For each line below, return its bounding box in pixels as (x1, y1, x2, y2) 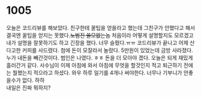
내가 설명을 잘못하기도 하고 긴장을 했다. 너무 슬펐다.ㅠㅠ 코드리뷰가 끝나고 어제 (6, 39, 189, 46)
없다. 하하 (22, 76, 45, 84)
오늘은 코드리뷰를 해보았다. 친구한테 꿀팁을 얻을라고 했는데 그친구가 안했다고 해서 (6, 24, 196, 31)
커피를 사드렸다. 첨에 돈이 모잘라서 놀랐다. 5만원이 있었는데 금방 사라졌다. (22, 46, 193, 54)
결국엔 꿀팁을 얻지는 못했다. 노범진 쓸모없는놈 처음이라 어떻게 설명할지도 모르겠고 (6, 31, 194, 39)
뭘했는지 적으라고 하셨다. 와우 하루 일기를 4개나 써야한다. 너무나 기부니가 (12, 69, 182, 76)
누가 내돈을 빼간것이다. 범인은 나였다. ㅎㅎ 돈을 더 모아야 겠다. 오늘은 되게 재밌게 (6, 54, 193, 61)
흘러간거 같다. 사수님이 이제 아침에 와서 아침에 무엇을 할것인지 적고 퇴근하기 (6, 61, 182, 69)
